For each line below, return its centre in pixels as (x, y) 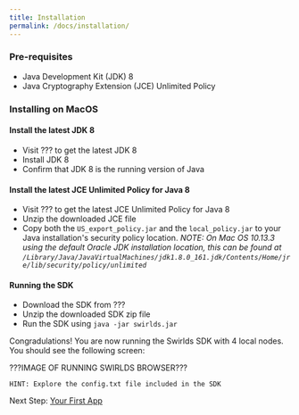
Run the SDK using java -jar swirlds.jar (100, 324)
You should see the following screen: (77, 351)
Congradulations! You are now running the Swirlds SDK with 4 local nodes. (146, 341)
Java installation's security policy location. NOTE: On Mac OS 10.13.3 (148, 238)
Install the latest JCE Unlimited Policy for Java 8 (100, 189)
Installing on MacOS (54, 109)
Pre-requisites (41, 57)
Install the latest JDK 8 (52, 130)
